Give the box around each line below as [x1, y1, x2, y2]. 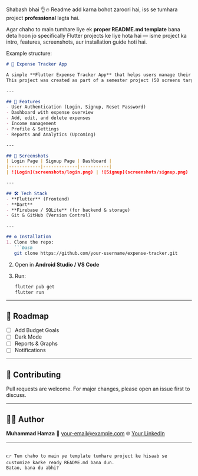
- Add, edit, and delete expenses [6, 115, 91, 121]
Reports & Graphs [14, 340, 58, 347]
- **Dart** [6, 201, 33, 208]
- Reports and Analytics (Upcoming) [6, 132, 96, 137]
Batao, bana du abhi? [6, 465, 60, 471]
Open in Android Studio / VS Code [14, 261, 100, 268]
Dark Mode [14, 333, 42, 340]
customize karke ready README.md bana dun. [6, 460, 115, 466]
